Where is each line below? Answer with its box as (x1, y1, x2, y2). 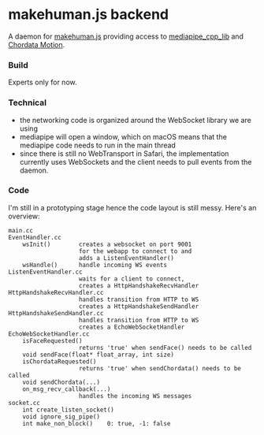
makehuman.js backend (8, 6, 169, 24)
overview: (8, 211, 41, 221)
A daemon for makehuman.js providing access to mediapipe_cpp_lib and (8, 32, 244, 41)
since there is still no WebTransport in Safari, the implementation (19, 148, 229, 158)
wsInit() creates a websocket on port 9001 (22, 240, 192, 248)
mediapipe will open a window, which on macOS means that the (19, 132, 227, 141)
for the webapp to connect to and (78, 247, 192, 255)
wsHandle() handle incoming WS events (22, 261, 168, 269)
